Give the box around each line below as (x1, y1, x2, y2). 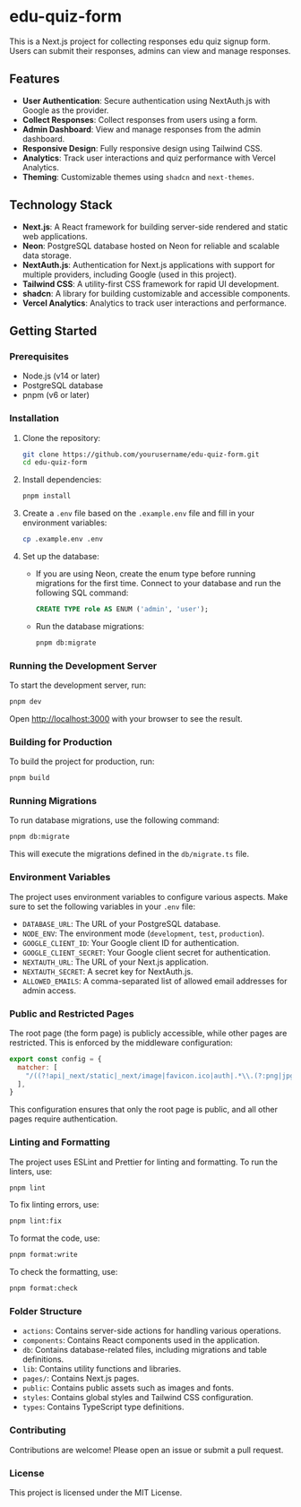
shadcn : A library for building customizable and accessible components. (21, 288, 291, 299)
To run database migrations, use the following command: (9, 815, 219, 826)
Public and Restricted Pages (9, 1007, 134, 1019)
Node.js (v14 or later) (21, 370, 100, 382)
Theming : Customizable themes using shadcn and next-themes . (21, 171, 255, 182)
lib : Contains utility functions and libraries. (21, 1364, 182, 1374)
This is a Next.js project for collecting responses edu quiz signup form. (9, 36, 271, 47)
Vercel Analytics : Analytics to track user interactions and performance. (21, 298, 287, 308)
